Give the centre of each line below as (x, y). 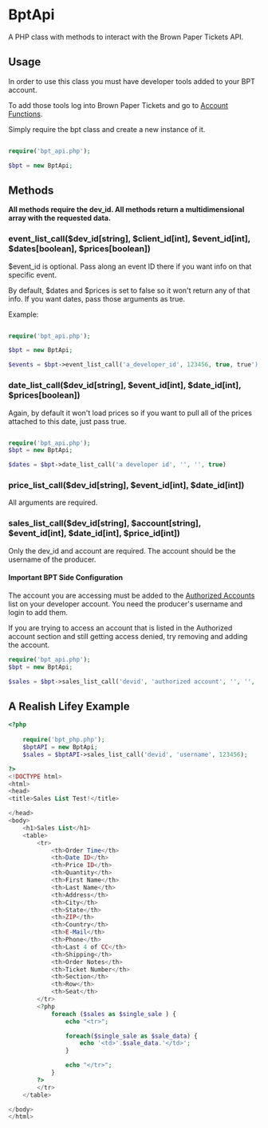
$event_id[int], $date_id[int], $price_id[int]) (95, 534)
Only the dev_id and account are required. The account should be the (122, 550)
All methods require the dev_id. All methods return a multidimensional (126, 210)
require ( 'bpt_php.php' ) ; (64, 740)
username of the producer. (52, 559)
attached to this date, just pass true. (67, 421)
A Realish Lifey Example (69, 706)
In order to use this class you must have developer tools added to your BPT (132, 81)
